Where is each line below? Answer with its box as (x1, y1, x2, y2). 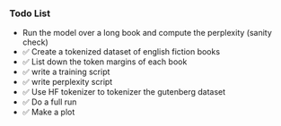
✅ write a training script (22, 66, 110, 78)
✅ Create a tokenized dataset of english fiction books (22, 46, 221, 57)
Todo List (9, 7, 51, 20)
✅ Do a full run (22, 97, 77, 107)
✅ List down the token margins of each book (22, 56, 188, 67)
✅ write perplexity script (22, 77, 113, 88)
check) (22, 37, 49, 47)
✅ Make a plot (22, 106, 75, 118)
